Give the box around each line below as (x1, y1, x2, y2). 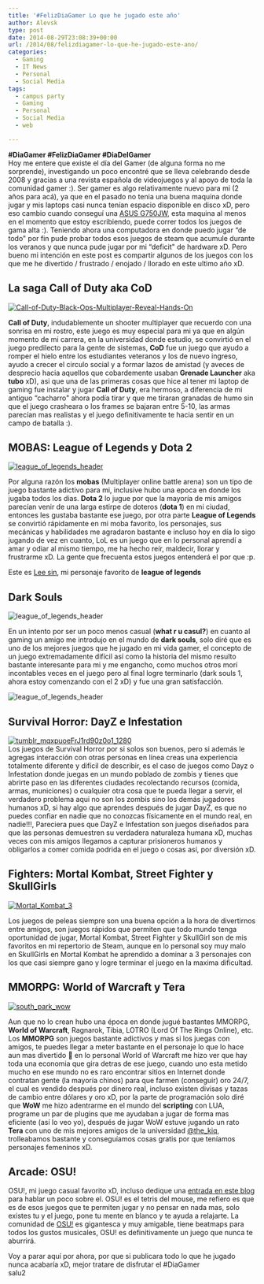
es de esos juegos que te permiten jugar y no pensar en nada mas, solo (8, 1203, 240, 1212)
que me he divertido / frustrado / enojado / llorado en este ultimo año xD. (8, 258, 245, 268)
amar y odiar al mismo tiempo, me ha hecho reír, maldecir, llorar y (8, 544, 220, 554)
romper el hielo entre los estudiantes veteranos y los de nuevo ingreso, (8, 351, 238, 361)
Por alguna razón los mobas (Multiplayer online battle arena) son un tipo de (8, 477, 253, 487)
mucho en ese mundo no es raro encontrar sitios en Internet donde (8, 1067, 225, 1076)
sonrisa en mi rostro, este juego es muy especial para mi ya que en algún (8, 326, 245, 336)
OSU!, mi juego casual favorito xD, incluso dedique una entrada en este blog (8, 1186, 255, 1196)
